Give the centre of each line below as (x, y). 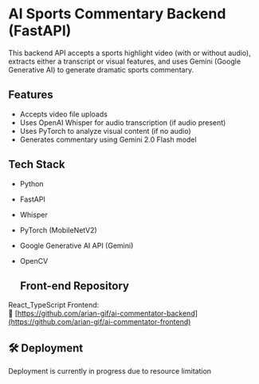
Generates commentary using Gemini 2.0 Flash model (108, 139)
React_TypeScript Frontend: (54, 305)
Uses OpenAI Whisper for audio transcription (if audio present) (123, 122)
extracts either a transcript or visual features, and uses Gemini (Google (125, 61)
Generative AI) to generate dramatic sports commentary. (101, 69)
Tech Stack (37, 165)
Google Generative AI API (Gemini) (77, 245)
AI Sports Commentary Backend (117, 14)
